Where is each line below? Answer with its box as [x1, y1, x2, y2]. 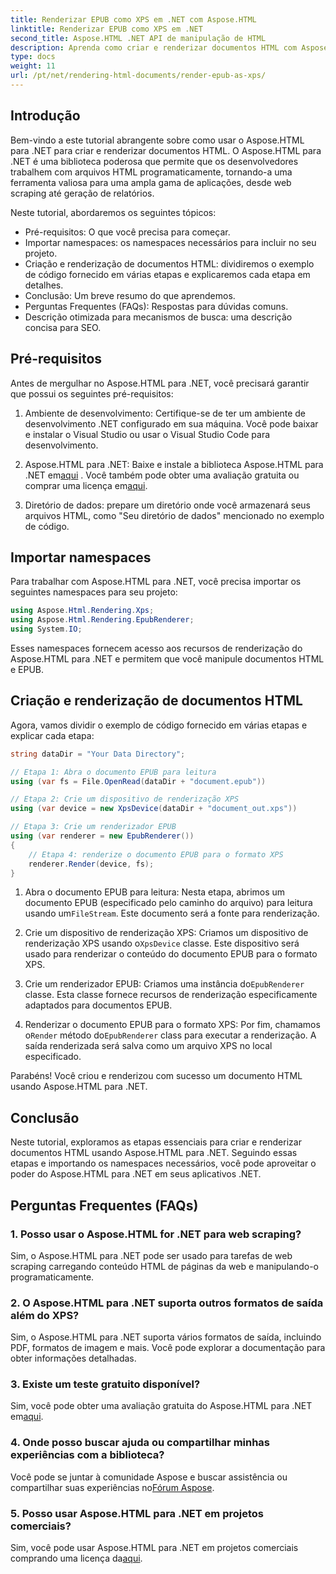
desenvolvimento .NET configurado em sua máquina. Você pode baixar [24, 417, 319, 430]
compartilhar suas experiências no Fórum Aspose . [10, 1481, 215, 1493]
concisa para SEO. [24, 321, 102, 333]
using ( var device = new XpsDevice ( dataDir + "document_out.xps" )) [10, 804, 298, 814]
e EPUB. [10, 663, 45, 675]
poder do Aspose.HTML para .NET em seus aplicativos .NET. [10, 1168, 262, 1180]
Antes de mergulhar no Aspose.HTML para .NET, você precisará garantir [10, 377, 310, 389]
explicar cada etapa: [10, 729, 95, 741]
